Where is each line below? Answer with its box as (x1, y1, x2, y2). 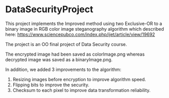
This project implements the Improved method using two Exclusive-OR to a (5, 20, 162, 27)
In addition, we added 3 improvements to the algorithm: (5, 66, 122, 72)
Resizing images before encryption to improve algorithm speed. (12, 76, 146, 82)
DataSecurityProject (5, 4, 93, 15)
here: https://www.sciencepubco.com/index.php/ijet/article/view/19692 (5, 31, 155, 37)
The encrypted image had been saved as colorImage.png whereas (5, 51, 145, 57)
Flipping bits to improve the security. (12, 82, 90, 88)
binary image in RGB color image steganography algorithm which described (5, 26, 164, 32)
